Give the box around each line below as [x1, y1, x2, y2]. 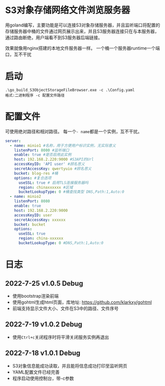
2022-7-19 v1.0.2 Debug [5, 320, 82, 329]
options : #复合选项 [14, 175, 51, 180]
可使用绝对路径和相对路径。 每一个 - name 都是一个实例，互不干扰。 [5, 128, 142, 134]
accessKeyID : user [14, 213, 52, 218]
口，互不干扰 [5, 51, 31, 57]
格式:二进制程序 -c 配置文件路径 [5, 93, 65, 98]
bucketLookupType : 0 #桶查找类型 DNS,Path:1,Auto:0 [18, 189, 125, 195]
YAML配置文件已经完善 [12, 369, 60, 375]
